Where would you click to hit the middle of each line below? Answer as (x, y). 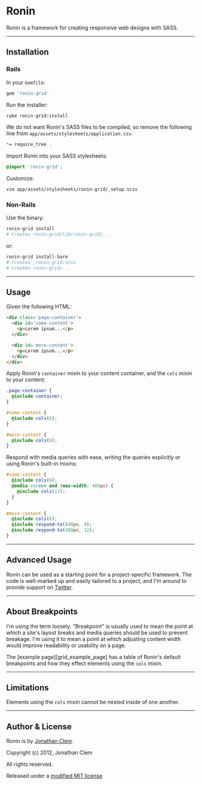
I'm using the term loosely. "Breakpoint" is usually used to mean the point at (100, 626)
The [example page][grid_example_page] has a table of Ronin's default (94, 657)
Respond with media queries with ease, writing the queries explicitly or (93, 458)
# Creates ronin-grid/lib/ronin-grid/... (59, 234)
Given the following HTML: (39, 306)
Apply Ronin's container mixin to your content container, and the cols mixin (99, 374)
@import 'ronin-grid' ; (34, 167)
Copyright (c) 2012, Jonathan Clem (49, 753)
